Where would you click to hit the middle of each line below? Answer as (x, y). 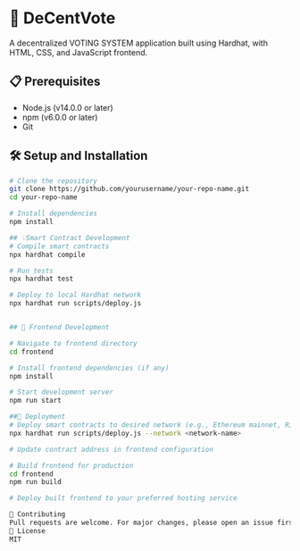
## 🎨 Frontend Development (59, 328)
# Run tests (31, 271)
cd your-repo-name (43, 197)
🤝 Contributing (37, 514)
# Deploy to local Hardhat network (75, 295)
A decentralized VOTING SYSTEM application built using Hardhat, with (138, 43)
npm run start (36, 401)
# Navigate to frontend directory (74, 343)
